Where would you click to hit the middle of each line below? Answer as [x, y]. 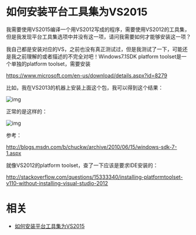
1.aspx [14, 153]
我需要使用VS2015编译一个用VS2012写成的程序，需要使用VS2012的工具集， [98, 29]
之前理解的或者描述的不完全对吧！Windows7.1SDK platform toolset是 [99, 56]
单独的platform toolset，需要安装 [51, 64]
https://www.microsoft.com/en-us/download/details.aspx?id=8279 [87, 75]
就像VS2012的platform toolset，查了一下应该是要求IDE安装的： [82, 165]
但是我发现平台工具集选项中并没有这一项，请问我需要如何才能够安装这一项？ [99, 36]
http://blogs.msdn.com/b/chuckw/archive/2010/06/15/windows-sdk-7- [92, 147]
